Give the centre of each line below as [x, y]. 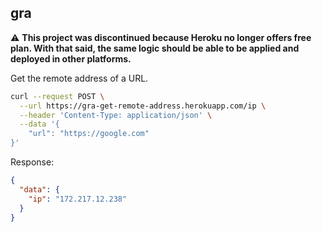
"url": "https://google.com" [89, 134]
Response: [32, 162]
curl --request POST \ [57, 96]
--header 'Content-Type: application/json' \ [116, 115]
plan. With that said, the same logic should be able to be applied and [155, 48]
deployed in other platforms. [71, 58]
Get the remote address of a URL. [79, 78]
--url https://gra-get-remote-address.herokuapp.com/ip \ [143, 106]
